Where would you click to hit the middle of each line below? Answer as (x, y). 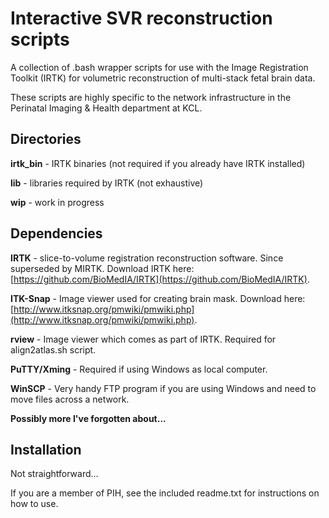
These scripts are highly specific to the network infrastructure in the (151, 97)
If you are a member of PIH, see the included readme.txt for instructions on (165, 493)
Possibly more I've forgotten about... (88, 418)
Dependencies (56, 233)
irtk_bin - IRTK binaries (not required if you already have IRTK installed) (158, 163)
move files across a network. (70, 399)
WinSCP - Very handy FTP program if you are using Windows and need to (163, 388)
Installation (46, 449)
